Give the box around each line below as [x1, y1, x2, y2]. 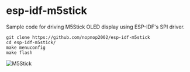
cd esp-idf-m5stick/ [6, 39, 57, 45]
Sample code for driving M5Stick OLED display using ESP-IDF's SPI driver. [6, 23, 185, 30]
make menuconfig [6, 45, 46, 51]
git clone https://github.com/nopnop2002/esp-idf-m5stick [6, 34, 150, 40]
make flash [6, 49, 33, 56]
